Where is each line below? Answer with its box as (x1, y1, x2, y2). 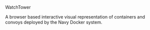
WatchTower (5, 4, 31, 10)
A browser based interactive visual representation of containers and (5, 14, 145, 19)
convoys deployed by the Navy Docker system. (5, 19, 102, 25)
